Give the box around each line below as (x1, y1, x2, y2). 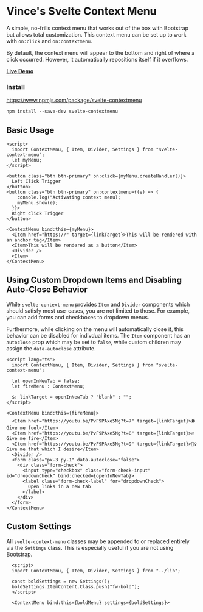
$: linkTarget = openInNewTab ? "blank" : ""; (12, 394, 132, 400)
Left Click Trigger (12, 179, 61, 185)
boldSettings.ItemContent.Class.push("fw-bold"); (12, 583, 140, 589)
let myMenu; (12, 157, 43, 163)
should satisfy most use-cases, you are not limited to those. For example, (6, 307, 190, 315)
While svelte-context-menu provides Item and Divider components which (6, 301, 190, 308)
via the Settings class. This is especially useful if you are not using (6, 544, 174, 551)
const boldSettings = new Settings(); (12, 578, 111, 585)
